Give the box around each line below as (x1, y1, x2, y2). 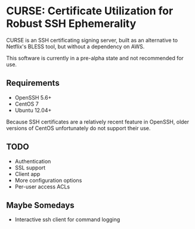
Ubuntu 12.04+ (14, 106, 52, 114)
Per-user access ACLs (14, 183, 70, 190)
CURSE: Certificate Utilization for (6, 4, 174, 18)
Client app (14, 170, 41, 177)
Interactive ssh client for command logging (14, 216, 120, 223)
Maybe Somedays (6, 200, 75, 210)
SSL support (14, 164, 46, 171)
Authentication (14, 157, 51, 165)
